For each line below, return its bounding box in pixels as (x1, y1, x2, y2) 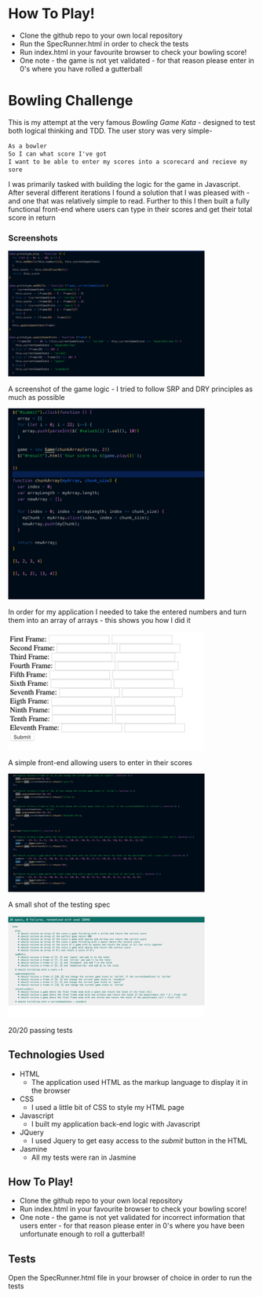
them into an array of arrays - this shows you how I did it (8, 616, 191, 625)
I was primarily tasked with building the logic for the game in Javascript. (8, 179, 241, 189)
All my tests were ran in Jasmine (31, 1152, 137, 1162)
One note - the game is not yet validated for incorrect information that (19, 1213, 246, 1222)
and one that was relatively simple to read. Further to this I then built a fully (8, 196, 250, 205)
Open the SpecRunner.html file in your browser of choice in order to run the (8, 1273, 253, 1283)
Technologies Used (8, 1048, 104, 1061)
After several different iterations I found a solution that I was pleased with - (8, 188, 250, 197)
